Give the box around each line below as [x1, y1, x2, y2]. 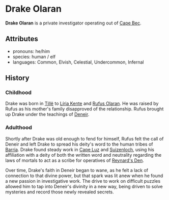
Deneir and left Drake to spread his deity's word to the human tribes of [5, 141, 154, 147]
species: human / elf [12, 53, 56, 60]
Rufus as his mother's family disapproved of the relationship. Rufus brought [5, 106, 164, 112]
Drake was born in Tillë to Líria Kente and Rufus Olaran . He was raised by [5, 100, 159, 107]
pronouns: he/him [12, 48, 50, 54]
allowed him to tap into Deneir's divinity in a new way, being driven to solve [5, 183, 163, 189]
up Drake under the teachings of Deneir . [5, 111, 90, 118]
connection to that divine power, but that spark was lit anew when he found [5, 173, 163, 179]
